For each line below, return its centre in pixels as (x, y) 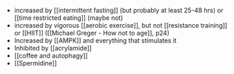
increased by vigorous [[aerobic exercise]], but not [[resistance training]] (121, 25)
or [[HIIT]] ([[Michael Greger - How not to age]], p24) (92, 33)
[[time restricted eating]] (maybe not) (68, 18)
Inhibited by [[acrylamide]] (53, 48)
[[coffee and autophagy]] (51, 55)
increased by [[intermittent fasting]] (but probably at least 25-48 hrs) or (118, 10)
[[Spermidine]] (35, 63)
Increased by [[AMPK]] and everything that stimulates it (95, 41)
